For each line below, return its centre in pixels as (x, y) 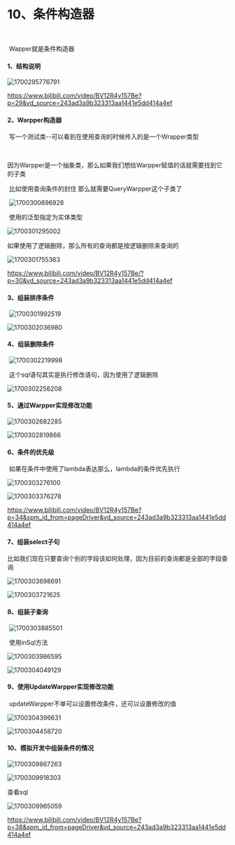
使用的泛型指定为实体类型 (45, 217)
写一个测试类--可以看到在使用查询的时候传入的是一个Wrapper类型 (104, 137)
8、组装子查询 (28, 612)
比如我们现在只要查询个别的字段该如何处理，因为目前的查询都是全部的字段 (114, 559)
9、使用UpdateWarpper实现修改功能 (60, 687)
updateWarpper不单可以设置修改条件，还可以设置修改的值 (93, 704)
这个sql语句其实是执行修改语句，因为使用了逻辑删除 (84, 375)
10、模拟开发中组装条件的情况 (51, 748)
